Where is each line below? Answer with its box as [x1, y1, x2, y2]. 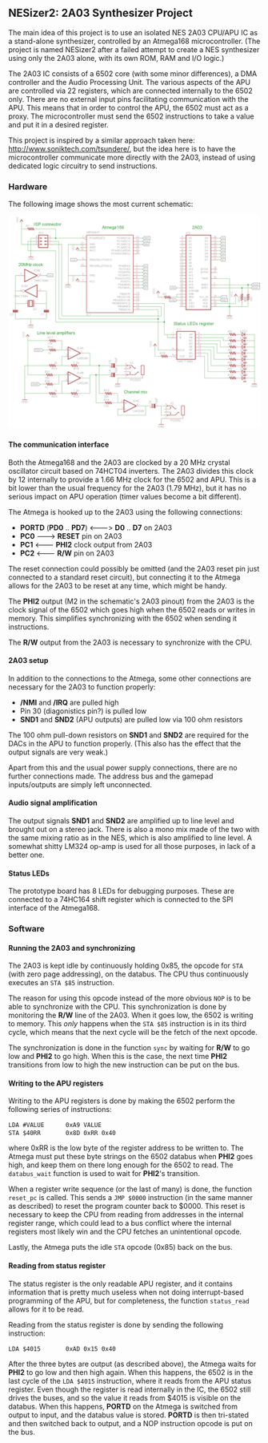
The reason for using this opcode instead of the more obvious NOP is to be [8, 993, 251, 1003]
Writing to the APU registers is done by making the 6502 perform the [8, 1096, 235, 1105]
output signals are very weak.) [8, 747, 109, 757]
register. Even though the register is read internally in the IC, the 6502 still [8, 1384, 251, 1394]
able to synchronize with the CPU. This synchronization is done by [8, 1002, 227, 1012]
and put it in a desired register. [8, 119, 110, 129]
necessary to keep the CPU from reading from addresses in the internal [8, 1210, 244, 1219]
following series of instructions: [8, 1105, 112, 1114]
